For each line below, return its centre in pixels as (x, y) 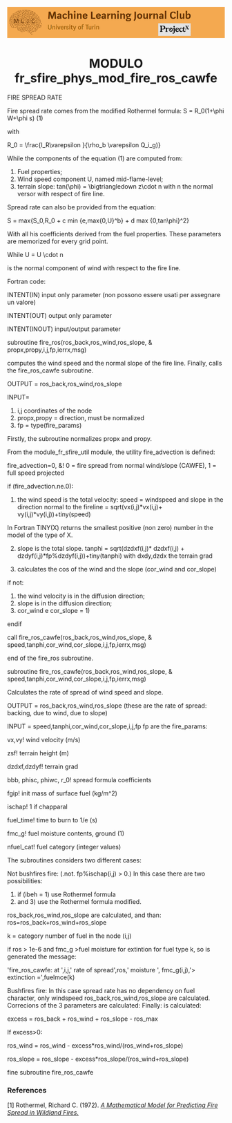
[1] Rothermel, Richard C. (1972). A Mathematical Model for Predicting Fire (113, 1105)
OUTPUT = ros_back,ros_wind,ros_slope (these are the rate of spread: (107, 706)
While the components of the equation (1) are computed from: (95, 158)
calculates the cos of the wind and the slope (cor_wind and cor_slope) (117, 569)
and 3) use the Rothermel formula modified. (79, 902)
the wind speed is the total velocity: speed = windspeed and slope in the (120, 500)
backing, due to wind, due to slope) (58, 713)
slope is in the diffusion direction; (65, 603)
